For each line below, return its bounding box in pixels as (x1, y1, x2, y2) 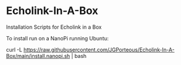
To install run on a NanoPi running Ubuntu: (6, 35, 109, 42)
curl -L (6, 46, 22, 53)
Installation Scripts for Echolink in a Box (6, 23, 102, 30)
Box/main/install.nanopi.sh (6, 52, 71, 59)
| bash (71, 52, 87, 59)
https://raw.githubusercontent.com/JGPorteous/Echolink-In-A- (23, 46, 175, 53)
